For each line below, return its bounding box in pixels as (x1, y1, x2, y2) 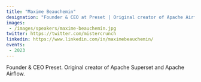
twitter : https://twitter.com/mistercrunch (6, 31, 117, 37)
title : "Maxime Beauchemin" (6, 8, 77, 15)
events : (6, 42, 26, 48)
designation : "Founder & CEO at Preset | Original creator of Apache (6, 14, 184, 20)
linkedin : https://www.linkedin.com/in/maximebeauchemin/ (6, 36, 154, 42)
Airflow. (6, 70, 25, 77)
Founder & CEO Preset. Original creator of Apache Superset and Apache (6, 64, 185, 71)
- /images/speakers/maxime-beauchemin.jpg (8, 25, 117, 31)
